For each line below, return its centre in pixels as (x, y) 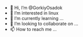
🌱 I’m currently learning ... (37, 18)
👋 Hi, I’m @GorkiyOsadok (36, 8)
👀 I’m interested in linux (34, 13)
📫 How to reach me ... (33, 29)
